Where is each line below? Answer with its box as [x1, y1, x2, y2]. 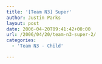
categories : [6, 37, 36, 43]
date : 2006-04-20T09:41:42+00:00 [6, 26, 91, 32]
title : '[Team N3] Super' [6, 9, 72, 15]
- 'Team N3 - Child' [12, 43, 64, 49]
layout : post [6, 20, 39, 26]
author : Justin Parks [6, 15, 61, 21]
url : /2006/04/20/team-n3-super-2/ [6, 32, 97, 38]
